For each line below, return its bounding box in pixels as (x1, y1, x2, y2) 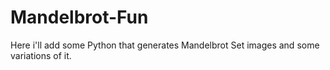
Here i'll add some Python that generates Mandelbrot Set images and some (10, 39, 320, 51)
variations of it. (10, 49, 72, 61)
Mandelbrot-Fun (10, 6, 149, 29)
